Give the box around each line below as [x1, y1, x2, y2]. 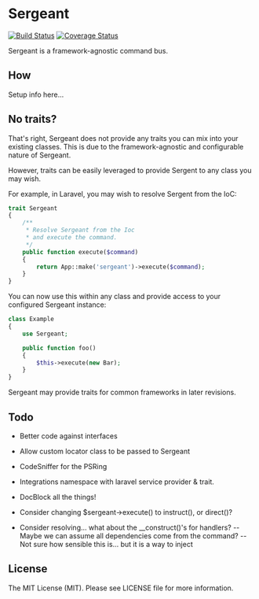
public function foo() [22, 344, 97, 352]
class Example [8, 316, 55, 324]
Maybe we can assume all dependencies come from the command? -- [19, 531, 247, 540]
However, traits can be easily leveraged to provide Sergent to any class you [8, 165, 253, 175]
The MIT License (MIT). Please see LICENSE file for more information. [8, 583, 234, 593]
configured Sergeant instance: [8, 300, 107, 309]
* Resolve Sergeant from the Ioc [25, 226, 135, 235]
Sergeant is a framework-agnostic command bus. [8, 46, 169, 55]
